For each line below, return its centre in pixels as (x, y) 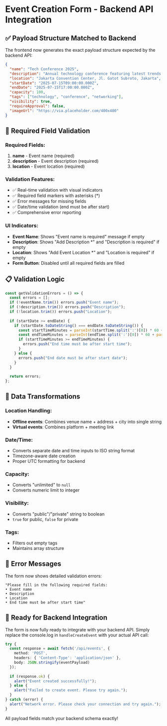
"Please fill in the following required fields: (56, 585)
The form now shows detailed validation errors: (53, 576)
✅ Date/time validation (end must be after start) (61, 207)
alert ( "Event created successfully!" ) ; (55, 681)
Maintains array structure (38, 548)
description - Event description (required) (55, 161)
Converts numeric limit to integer (46, 490)
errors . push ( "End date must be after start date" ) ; (73, 358)
